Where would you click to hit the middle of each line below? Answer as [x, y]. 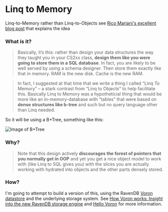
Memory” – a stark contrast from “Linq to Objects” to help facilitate [86, 89]
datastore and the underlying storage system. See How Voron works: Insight [84, 198]
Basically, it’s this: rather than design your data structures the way [86, 52]
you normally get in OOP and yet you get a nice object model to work [89, 158]
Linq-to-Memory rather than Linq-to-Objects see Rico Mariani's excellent [81, 23]
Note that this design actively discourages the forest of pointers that [89, 153]
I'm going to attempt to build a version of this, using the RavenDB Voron [79, 193]
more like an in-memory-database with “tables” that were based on [87, 99]
